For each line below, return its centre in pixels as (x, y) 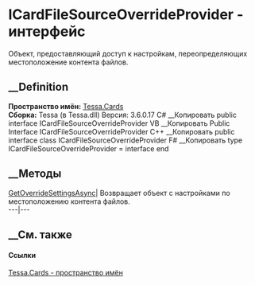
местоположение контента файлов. (68, 62)
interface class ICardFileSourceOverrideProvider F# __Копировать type (126, 140)
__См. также (41, 234)
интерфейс (47, 31)
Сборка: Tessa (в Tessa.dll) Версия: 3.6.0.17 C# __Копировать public (122, 115)
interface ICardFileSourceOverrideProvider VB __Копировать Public (119, 123)
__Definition (39, 87)
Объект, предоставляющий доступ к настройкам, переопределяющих (128, 53)
